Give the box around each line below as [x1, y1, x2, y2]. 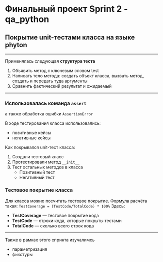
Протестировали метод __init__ [12, 159, 80, 165]
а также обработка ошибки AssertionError [5, 111, 93, 117]
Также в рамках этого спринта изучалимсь [5, 237, 95, 243]
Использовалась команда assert [5, 100, 87, 107]
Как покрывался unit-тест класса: [5, 145, 75, 150]
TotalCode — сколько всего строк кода [12, 223, 94, 228]
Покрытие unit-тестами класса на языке [5, 33, 135, 41]
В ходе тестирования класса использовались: [5, 120, 101, 126]
